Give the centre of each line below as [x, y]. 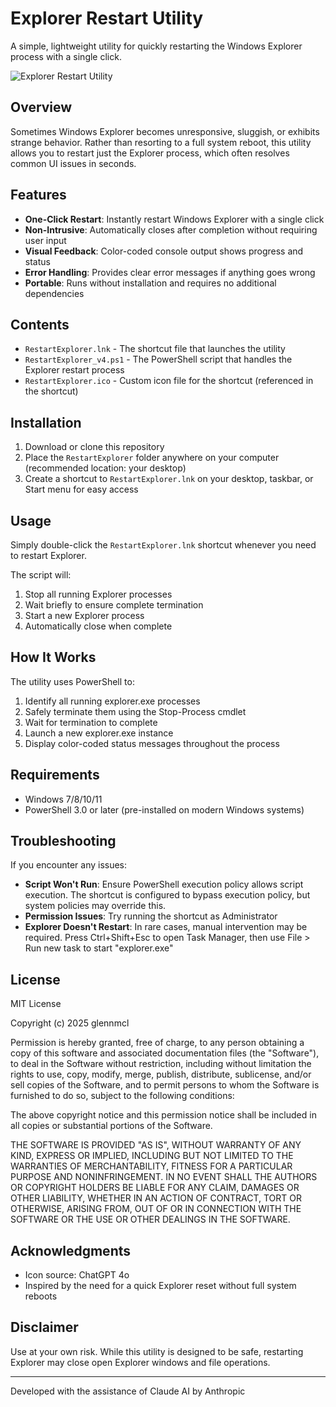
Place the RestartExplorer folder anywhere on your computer [152, 458]
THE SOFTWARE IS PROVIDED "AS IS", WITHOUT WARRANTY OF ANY [156, 1145]
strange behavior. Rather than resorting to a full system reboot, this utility [161, 142]
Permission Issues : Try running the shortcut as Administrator [151, 916]
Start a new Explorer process [84, 615]
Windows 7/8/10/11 [63, 799]
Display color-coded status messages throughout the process [152, 743]
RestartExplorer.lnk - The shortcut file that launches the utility [155, 349]
